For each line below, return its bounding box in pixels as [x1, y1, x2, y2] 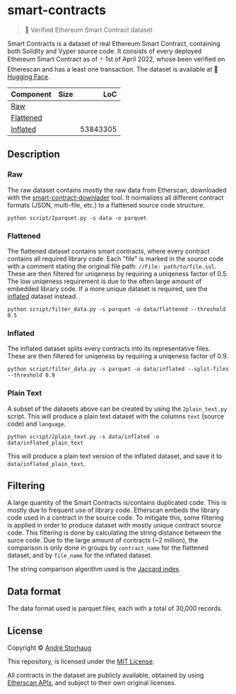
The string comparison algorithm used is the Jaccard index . [7, 565, 182, 574]
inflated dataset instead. [7, 292, 78, 300]
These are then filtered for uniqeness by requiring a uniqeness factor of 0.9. [7, 352, 228, 360]
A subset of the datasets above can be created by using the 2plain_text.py [7, 404, 228, 413]
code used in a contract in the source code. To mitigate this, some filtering [7, 513, 224, 522]
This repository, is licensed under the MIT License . [7, 657, 155, 666]
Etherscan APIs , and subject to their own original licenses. [7, 678, 177, 687]
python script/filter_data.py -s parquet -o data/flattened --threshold [7, 305, 226, 313]
